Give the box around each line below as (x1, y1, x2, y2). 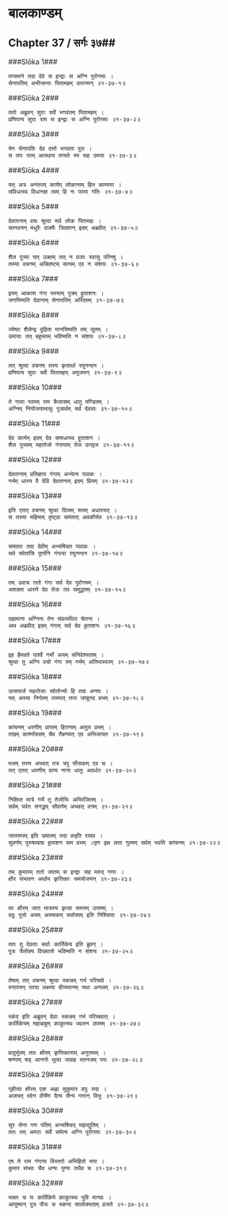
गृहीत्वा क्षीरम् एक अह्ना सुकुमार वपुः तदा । (8, 1085, 107, 1093)
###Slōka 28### (8, 1034, 63, 1042)
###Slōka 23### (8, 853, 63, 862)
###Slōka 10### (8, 383, 62, 392)
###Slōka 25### (8, 925, 63, 935)
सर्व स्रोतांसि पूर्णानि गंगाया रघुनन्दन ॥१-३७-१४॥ (8, 549, 123, 557)
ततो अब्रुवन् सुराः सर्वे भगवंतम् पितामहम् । (8, 109, 104, 117)
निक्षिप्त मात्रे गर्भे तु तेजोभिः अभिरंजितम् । (8, 796, 104, 804)
